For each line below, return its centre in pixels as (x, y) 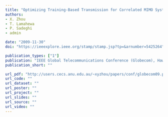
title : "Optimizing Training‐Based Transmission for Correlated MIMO (79, 10)
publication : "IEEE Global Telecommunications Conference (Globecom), (80, 60)
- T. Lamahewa (20, 24)
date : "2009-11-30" (25, 42)
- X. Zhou (15, 19)
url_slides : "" (21, 97)
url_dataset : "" (22, 83)
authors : (14, 14)
